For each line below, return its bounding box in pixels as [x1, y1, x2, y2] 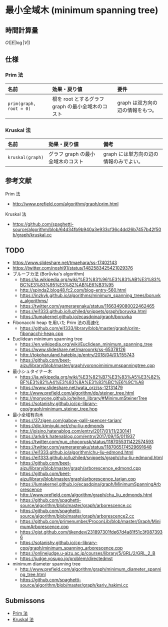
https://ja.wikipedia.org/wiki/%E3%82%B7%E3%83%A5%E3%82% [19, 373, 161, 380]
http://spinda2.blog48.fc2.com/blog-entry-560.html [19, 287, 126, 293]
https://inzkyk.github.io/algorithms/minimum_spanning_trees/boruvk [19, 292, 161, 298]
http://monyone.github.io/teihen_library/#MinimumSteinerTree [19, 395, 147, 401]
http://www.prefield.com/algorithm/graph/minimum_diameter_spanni [19, 566, 161, 572]
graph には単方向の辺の [103, 150, 159, 157]
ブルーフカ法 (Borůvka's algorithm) [12, 270, 85, 276]
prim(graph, [7, 100, 36, 106]
